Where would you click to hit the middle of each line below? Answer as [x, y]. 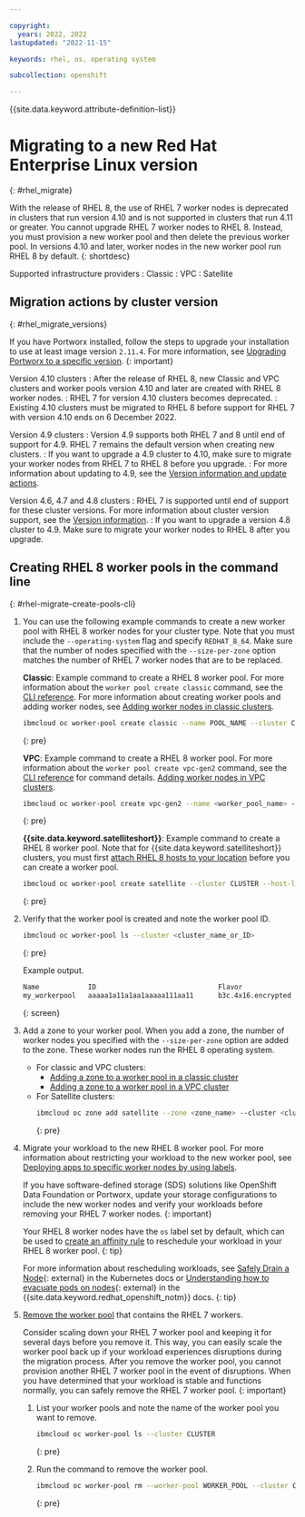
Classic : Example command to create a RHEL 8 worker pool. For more [153, 677]
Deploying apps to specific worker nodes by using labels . [130, 1167]
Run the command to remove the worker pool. [122, 1469]
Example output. [53, 970]
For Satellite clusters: [75, 1096]
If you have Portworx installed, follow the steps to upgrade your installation [149, 341]
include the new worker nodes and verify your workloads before [143, 1204]
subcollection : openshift [58, 75]
